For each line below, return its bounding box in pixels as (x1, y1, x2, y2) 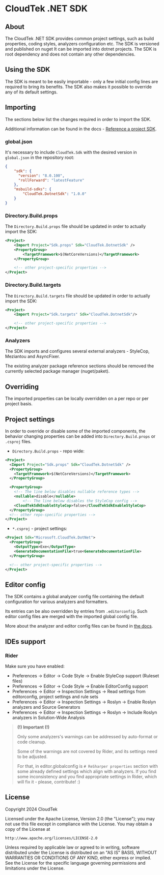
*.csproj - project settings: (12, 526, 67, 532)
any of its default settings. (5, 89, 58, 95)
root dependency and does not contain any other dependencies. (5, 51, 136, 57)
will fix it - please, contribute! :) (17, 779, 81, 784)
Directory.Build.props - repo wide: (12, 448, 85, 454)
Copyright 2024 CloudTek (5, 806, 58, 812)
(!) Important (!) (17, 724, 50, 730)
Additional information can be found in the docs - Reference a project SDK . (5, 126, 157, 132)
